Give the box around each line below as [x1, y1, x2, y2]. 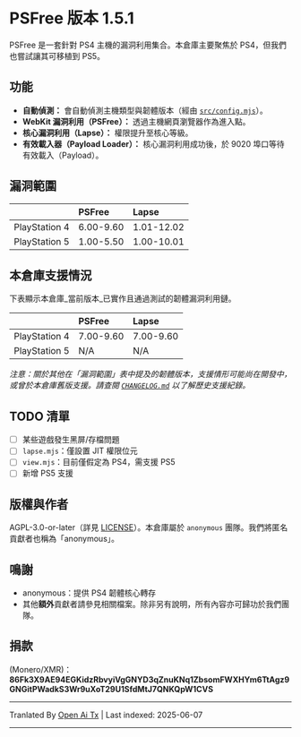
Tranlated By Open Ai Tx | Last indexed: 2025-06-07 [9, 709, 203, 720]
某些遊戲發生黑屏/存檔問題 [21, 434, 120, 445]
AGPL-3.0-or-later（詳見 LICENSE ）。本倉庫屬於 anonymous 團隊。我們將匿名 [9, 522, 288, 533]
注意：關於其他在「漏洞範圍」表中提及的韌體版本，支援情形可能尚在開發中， [9, 369, 292, 380]
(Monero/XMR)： [9, 664, 73, 674]
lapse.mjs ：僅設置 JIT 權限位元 [21, 445, 138, 457]
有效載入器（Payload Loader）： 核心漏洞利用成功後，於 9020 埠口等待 [21, 138, 285, 149]
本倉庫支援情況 [9, 268, 92, 283]
